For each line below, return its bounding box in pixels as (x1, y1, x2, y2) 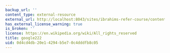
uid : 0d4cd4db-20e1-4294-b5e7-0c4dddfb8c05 (5, 40, 99, 45)
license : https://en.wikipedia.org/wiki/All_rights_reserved (5, 31, 137, 36)
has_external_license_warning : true (5, 21, 82, 27)
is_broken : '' (5, 26, 35, 31)
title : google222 (5, 36, 42, 41)
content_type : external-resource (5, 12, 76, 17)
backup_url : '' (5, 7, 37, 13)
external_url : (5, 17, 35, 22)
